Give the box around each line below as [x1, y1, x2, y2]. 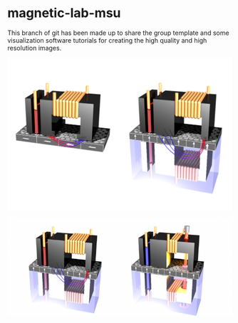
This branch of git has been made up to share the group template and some [7, 28, 229, 37]
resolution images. [7, 43, 62, 52]
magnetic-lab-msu [7, 5, 121, 21]
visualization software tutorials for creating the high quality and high [7, 36, 207, 44]
